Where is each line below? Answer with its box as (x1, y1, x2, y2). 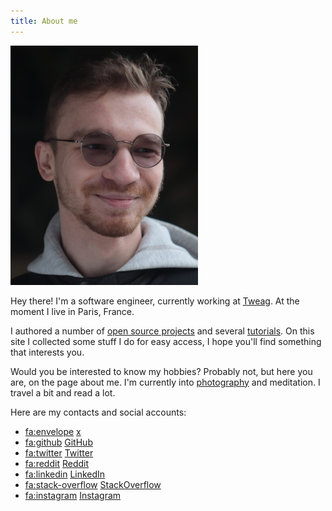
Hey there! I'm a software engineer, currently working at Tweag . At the (10, 295, 300, 307)
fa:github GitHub (24, 436, 93, 448)
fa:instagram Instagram (24, 489, 122, 501)
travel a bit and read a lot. (10, 386, 116, 399)
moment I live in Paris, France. (10, 305, 135, 317)
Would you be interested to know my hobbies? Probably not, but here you (10, 365, 313, 377)
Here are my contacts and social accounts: (10, 406, 187, 418)
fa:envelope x (24, 425, 82, 437)
